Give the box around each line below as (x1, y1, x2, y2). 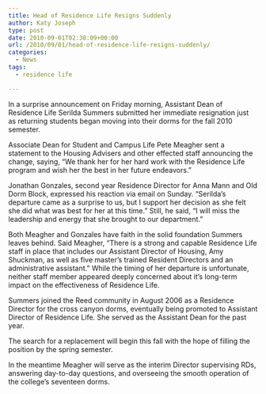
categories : (8, 48, 47, 56)
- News (15, 56, 37, 64)
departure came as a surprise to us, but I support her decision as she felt (8, 197, 247, 207)
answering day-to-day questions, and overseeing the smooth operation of (8, 368, 249, 377)
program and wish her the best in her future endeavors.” (8, 165, 192, 174)
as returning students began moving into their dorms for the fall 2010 (8, 116, 233, 125)
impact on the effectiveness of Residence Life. (8, 280, 160, 289)
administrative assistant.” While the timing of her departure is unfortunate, (8, 263, 249, 273)
